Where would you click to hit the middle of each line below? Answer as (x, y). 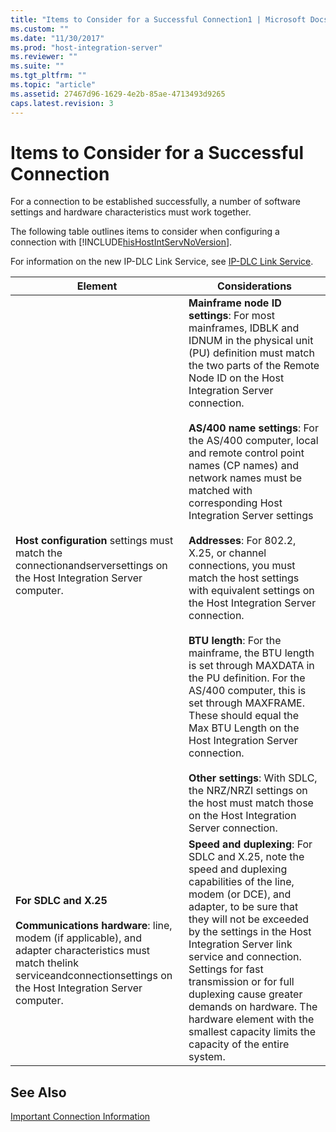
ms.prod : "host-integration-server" (86, 47)
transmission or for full (241, 982)
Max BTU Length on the (244, 728)
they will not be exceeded (249, 919)
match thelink (47, 963)
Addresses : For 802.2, (242, 541)
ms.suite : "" (37, 66)
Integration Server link (240, 944)
